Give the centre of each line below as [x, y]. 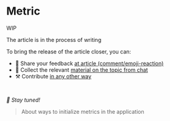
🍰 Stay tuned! [23, 100]
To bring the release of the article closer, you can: [69, 51]
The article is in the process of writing [54, 40]
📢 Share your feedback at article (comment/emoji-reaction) [89, 63]
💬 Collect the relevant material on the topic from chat [81, 70]
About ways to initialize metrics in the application [83, 111]
